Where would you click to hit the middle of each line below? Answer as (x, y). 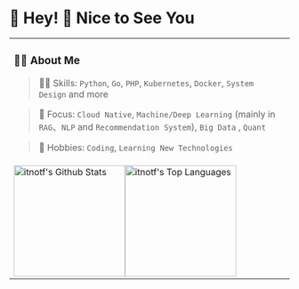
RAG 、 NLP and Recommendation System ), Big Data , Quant (153, 126)
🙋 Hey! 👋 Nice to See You (102, 18)
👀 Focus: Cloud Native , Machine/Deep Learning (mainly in (157, 114)
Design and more (73, 94)
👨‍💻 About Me (47, 60)
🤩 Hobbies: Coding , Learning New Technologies (136, 148)
